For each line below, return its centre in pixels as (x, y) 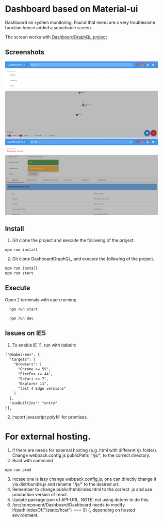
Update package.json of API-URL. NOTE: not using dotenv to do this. (81, 500)
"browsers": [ (28, 364)
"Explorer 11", (33, 383)
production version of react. (40, 494)
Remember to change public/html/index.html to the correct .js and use (82, 489)
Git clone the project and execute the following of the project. (73, 240)
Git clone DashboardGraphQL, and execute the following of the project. (83, 259)
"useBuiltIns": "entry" (33, 403)
